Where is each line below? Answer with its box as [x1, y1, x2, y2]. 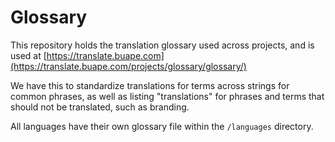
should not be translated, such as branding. [10, 101, 190, 113]
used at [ [10, 49, 47, 61]
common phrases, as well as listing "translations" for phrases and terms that [10, 90, 325, 102]
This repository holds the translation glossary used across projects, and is [10, 39, 315, 51]
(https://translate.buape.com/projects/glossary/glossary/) [10, 60, 247, 72]
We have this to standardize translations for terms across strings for [10, 79, 290, 91]
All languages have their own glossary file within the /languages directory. [10, 120, 314, 132]
